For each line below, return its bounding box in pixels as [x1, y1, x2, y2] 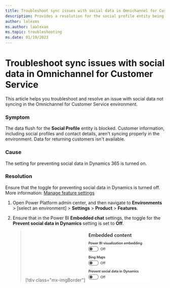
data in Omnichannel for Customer [5, 68, 153, 80]
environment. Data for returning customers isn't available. [5, 136, 125, 142]
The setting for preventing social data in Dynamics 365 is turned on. [5, 160, 147, 166]
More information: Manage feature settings [5, 190, 95, 196]
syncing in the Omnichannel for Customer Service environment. [5, 101, 138, 107]
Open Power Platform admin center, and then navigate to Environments [12, 199, 162, 205]
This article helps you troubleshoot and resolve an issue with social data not [5, 95, 163, 101]
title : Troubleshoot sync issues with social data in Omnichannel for [5, 8, 157, 13]
